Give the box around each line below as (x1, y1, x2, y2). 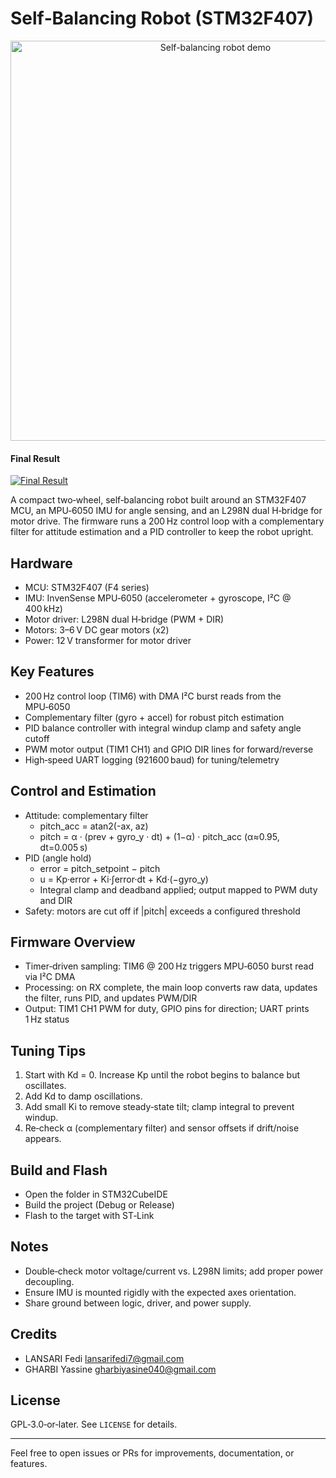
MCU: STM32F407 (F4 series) (24, 581, 150, 593)
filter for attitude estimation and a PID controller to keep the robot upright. (10, 526, 314, 538)
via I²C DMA (24, 971, 76, 983)
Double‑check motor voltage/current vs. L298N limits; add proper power (24, 1265, 324, 1277)
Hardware (10, 555, 73, 572)
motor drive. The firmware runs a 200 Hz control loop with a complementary (10, 515, 325, 527)
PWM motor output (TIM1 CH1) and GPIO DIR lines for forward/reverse (24, 743, 314, 755)
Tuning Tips (10, 1042, 87, 1059)
